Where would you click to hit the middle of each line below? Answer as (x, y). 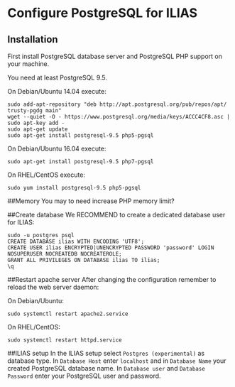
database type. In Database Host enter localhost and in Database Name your (117, 361)
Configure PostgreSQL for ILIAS (102, 13)
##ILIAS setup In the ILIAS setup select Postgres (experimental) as (106, 353)
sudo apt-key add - (36, 123)
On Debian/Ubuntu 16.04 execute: (57, 148)
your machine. (28, 64)
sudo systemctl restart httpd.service (65, 340)
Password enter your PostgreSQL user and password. (84, 376)
